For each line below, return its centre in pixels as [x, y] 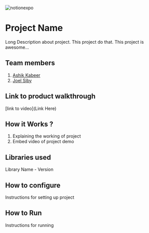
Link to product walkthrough [50, 96]
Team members [30, 63]
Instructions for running [30, 225]
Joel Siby [22, 80]
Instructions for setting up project [40, 197]
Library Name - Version [29, 169]
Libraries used [28, 157]
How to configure [33, 185]
